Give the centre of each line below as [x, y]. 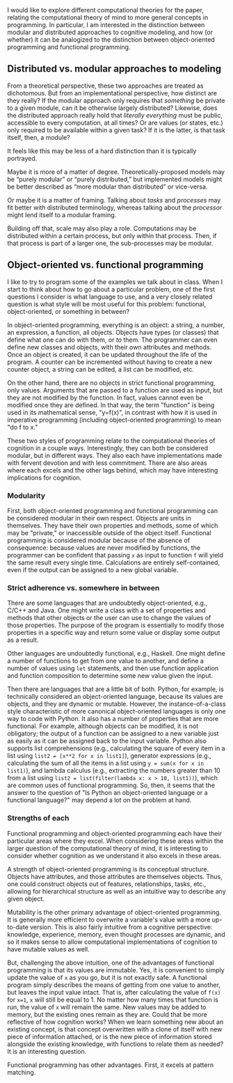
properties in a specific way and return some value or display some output [114, 633]
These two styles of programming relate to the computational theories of [111, 441]
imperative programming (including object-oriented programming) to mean [114, 420]
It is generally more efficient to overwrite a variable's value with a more [109, 919]
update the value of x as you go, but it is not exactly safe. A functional [107, 977]
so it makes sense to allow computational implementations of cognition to [112, 942]
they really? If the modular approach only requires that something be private [116, 100]
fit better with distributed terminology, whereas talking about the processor [115, 207]
